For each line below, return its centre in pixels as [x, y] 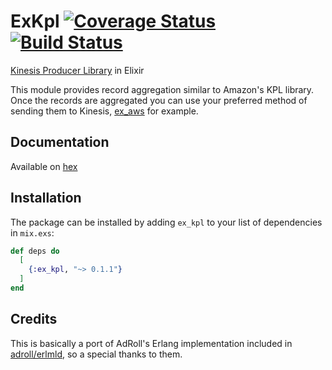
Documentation [60, 142]
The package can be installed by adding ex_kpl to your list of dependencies [166, 222]
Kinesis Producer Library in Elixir [77, 70]
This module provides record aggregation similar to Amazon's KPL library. [162, 89]
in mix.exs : [32, 232]
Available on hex [44, 166]
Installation [46, 198]
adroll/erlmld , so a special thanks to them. [96, 354]
